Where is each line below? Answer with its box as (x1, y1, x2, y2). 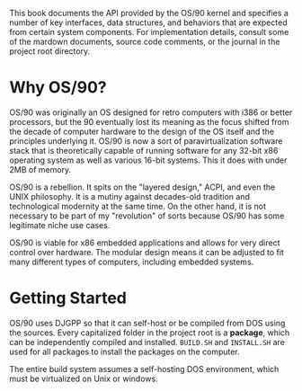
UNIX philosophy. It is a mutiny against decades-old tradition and (9, 191, 250, 201)
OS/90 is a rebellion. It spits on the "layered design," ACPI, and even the (9, 182, 276, 192)
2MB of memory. (9, 164, 72, 174)
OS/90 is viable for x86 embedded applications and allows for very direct (9, 237, 280, 248)
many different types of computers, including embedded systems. (9, 256, 254, 267)
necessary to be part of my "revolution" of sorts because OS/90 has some (9, 210, 285, 221)
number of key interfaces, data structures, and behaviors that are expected (9, 17, 288, 28)
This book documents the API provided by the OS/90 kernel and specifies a (9, 8, 289, 18)
